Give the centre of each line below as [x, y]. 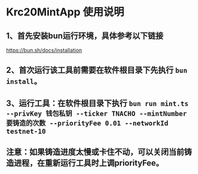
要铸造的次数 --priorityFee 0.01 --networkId [88, 123]
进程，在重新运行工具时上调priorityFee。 [89, 163]
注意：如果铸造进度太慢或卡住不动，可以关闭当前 [95, 152]
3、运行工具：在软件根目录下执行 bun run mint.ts [97, 103]
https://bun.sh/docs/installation [44, 50]
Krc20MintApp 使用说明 [65, 12]
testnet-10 [26, 131]
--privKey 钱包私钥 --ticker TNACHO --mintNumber [97, 114]
